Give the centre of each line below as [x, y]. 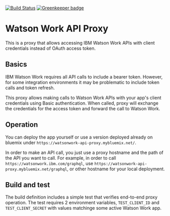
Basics [16, 64]
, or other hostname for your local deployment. [116, 169]
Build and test [28, 185]
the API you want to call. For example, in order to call [61, 158]
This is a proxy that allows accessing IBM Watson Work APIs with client [80, 43]
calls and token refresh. [30, 88]
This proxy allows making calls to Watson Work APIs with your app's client [83, 97]
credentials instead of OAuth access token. [51, 48]
